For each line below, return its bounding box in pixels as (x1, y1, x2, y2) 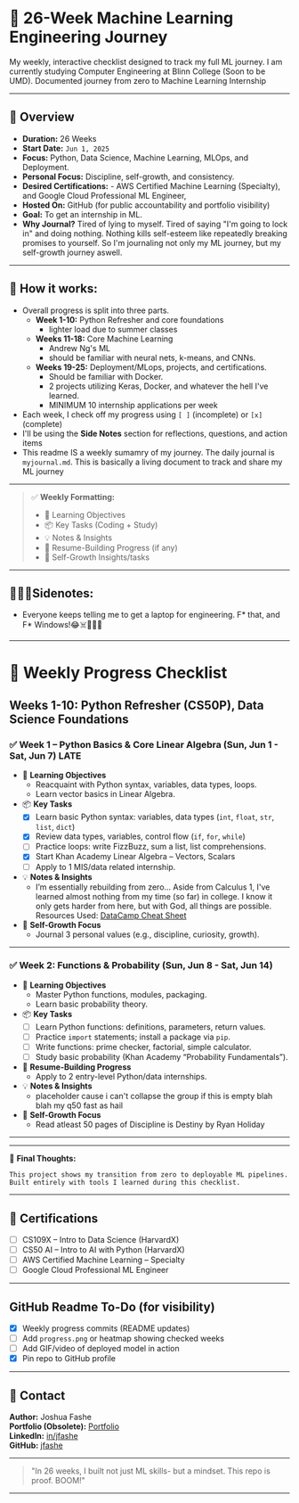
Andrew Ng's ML (48, 342, 111, 353)
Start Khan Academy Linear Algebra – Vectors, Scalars (35, 851, 236, 862)
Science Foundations (9, 711, 129, 727)
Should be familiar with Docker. (48, 371, 164, 382)
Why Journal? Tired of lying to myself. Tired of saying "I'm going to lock (21, 218, 288, 229)
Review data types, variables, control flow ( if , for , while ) (35, 831, 246, 842)
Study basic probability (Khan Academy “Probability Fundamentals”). (35, 1052, 288, 1063)
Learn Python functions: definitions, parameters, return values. (35, 1021, 266, 1032)
